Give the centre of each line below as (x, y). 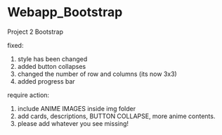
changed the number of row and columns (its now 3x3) (97, 74)
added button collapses (52, 66)
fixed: (15, 45)
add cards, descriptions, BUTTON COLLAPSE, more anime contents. (116, 116)
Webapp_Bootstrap (65, 12)
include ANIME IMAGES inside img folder (76, 108)
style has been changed (52, 59)
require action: (28, 95)
